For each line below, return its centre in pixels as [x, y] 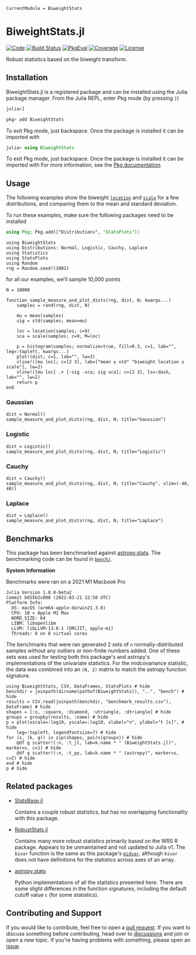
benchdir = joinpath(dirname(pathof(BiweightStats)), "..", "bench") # [95, 692]
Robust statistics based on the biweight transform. [67, 59]
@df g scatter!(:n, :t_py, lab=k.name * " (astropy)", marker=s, [98, 753]
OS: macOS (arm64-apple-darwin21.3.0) [59, 608]
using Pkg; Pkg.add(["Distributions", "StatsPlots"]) [73, 232]
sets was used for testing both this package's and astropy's [78, 657]
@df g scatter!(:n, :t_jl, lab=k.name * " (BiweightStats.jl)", [97, 743]
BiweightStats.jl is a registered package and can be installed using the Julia [97, 92]
